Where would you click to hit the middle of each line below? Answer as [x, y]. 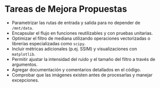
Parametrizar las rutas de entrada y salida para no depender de [76, 23]
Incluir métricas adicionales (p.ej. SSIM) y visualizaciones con [74, 49]
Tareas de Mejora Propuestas [66, 9]
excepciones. [25, 80]
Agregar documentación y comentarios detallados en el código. [76, 69]
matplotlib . [23, 54]
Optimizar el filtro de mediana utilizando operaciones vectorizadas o [81, 38]
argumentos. [25, 64]
